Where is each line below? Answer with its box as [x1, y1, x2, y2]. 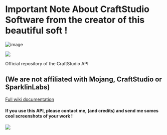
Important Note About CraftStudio [5, 4, 149, 15]
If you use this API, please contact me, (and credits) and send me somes [5, 108, 159, 114]
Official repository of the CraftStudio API [5, 60, 89, 66]
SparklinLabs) [5, 83, 50, 91]
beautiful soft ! [5, 25, 68, 36]
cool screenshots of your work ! [5, 113, 73, 119]
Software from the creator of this [5, 14, 145, 26]
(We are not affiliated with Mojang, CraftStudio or [5, 75, 162, 84]
